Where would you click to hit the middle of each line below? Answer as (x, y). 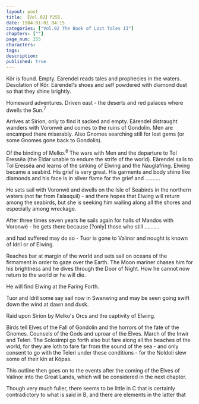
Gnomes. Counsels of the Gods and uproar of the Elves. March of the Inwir (97, 333)
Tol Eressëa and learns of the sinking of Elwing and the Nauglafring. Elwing (98, 165)
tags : (13, 51)
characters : (21, 45)
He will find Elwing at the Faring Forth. (53, 286)
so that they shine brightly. (39, 91)
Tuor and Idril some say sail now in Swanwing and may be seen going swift (98, 297)
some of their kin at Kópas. (39, 359)
